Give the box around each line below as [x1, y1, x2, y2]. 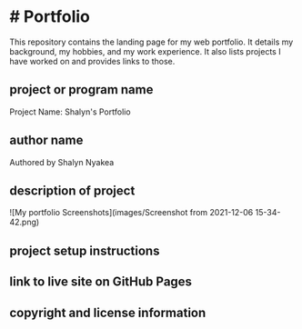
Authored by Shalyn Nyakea [9, 156, 115, 167]
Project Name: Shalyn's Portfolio [9, 106, 131, 117]
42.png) [9, 216, 40, 228]
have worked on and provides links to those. [9, 55, 176, 66]
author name [9, 133, 84, 148]
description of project [9, 183, 136, 198]
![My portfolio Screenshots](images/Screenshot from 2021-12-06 [9, 207, 254, 218]
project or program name [9, 82, 154, 97]
